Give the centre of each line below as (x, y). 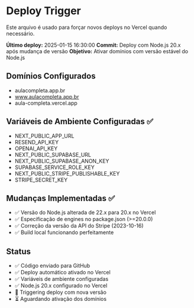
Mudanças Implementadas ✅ (61, 198)
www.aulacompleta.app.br (47, 96)
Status (19, 252)
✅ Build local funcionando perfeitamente (64, 232)
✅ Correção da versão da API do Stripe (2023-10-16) (79, 226)
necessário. (20, 33)
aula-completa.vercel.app (46, 103)
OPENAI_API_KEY (36, 148)
